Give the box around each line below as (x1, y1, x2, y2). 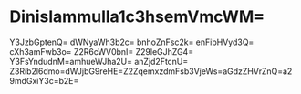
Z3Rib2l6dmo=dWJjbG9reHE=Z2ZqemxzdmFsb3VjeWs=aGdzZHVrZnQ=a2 (9, 66, 293, 77)
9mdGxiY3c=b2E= (9, 75, 79, 86)
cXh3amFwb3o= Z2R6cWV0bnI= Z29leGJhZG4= (9, 46, 194, 57)
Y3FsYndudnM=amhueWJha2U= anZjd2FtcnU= (9, 56, 189, 67)
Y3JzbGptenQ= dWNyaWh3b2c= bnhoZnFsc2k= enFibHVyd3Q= (9, 37, 254, 47)
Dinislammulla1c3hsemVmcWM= (9, 6, 265, 27)
